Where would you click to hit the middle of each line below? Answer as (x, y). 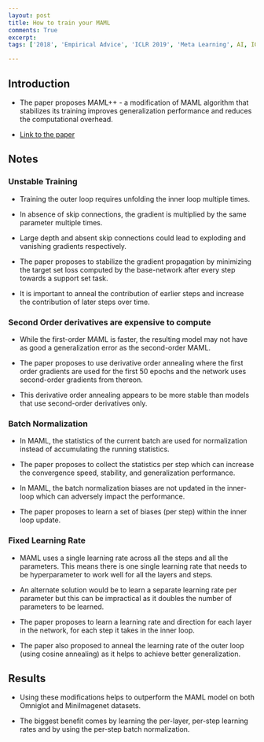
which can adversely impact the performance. (110, 496)
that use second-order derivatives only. (83, 403)
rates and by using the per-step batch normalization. (104, 729)
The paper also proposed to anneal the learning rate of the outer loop (132, 645)
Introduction (39, 83)
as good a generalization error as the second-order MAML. (115, 347)
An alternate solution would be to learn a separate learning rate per (128, 590)
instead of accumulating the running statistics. (95, 449)
